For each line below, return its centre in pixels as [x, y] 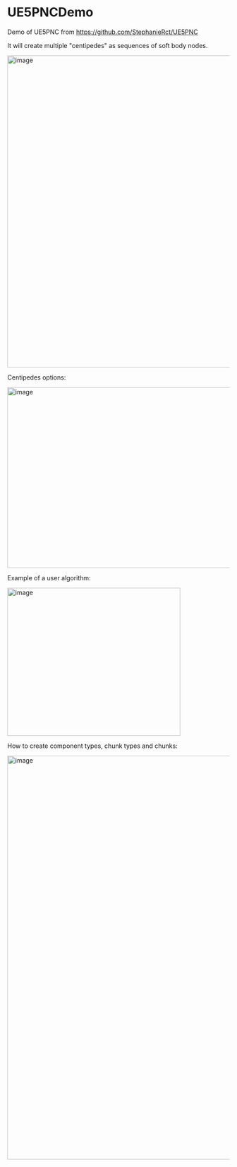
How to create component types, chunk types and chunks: [92, 746]
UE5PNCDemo [50, 12]
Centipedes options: [37, 377]
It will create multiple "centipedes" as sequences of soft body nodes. [108, 45]
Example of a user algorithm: [49, 577]
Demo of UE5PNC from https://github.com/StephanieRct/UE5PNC [103, 32]
